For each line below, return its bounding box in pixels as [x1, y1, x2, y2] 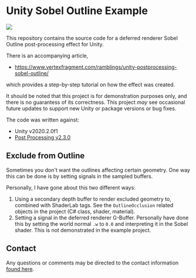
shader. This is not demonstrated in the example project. [14, 226, 151, 233]
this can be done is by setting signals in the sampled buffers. [6, 172, 153, 179]
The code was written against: [6, 116, 79, 123]
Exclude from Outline [6, 151, 85, 161]
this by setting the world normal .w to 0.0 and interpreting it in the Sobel [14, 220, 188, 227]
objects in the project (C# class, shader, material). [14, 208, 136, 215]
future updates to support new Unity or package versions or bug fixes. [6, 104, 177, 112]
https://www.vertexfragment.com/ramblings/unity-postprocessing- [14, 63, 177, 70]
